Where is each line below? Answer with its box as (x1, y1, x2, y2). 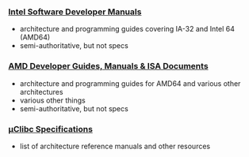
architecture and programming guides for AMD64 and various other (19, 78, 241, 88)
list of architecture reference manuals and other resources (19, 141, 211, 151)
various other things (19, 95, 86, 105)
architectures (19, 87, 63, 96)
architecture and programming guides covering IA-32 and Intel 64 (19, 24, 236, 34)
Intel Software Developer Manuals (8, 6, 142, 17)
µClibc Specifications (8, 123, 94, 134)
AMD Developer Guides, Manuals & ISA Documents (8, 61, 209, 72)
